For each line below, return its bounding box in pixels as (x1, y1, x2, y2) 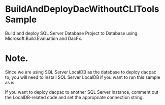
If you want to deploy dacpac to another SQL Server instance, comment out (5, 89, 159, 95)
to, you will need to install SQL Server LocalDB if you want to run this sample (5, 74, 161, 80)
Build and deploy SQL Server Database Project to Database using (5, 30, 138, 36)
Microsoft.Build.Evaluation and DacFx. (5, 35, 83, 41)
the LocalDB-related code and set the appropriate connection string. (5, 94, 144, 100)
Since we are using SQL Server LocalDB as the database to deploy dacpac (5, 69, 157, 75)
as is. (5, 79, 16, 85)
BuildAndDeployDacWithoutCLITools (5, 3, 159, 15)
